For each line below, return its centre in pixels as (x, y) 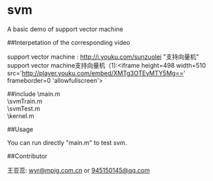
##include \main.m (34, 94)
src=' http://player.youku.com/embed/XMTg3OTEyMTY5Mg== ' (97, 73)
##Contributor (27, 156)
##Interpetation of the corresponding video (69, 42)
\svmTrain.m (25, 101)
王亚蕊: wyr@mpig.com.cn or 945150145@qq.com (79, 170)
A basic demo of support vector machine (65, 29)
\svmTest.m (23, 108)
